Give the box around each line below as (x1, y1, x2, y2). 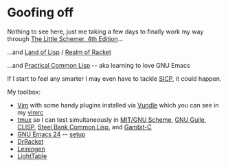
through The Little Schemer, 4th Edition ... (7, 34, 124, 42)
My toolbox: (7, 88, 41, 96)
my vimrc (16, 108, 44, 116)
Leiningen (16, 144, 46, 153)
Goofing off (7, 5, 74, 21)
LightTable (16, 152, 47, 160)
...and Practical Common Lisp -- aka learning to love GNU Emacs (7, 61, 190, 69)
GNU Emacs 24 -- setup (16, 130, 86, 138)
